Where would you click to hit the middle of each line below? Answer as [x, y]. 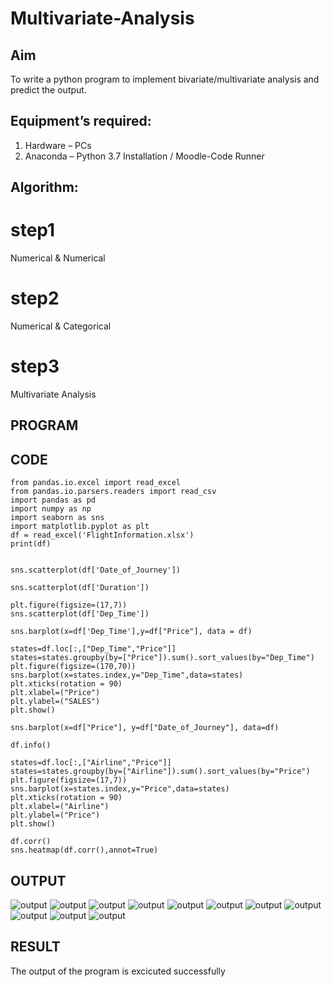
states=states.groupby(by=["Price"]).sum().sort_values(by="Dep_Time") [162, 658]
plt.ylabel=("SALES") [55, 702]
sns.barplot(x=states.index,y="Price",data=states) [120, 789]
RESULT [35, 947]
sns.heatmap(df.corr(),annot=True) [84, 850]
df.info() [31, 745]
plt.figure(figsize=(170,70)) [73, 667]
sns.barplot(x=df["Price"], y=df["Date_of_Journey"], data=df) [145, 728]
